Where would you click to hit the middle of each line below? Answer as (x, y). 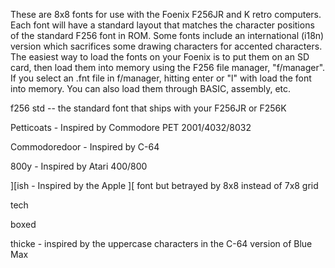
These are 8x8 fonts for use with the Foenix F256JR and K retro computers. (166, 14)
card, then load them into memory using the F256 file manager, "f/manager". (168, 67)
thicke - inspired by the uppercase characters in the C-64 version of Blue (161, 243)
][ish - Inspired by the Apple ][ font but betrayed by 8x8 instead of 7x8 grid (164, 185)
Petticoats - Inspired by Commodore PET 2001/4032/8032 (131, 127)
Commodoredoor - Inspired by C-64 (85, 147)
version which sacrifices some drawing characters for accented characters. (166, 46)
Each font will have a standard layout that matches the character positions (162, 25)
